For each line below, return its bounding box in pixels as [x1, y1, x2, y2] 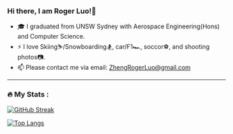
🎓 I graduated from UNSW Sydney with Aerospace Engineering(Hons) [17, 22, 220, 30]
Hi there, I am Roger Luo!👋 [7, 6, 97, 16]
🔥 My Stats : [7, 90, 49, 99]
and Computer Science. [17, 32, 85, 41]
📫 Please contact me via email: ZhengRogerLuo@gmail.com [17, 64, 191, 72]
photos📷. [17, 53, 46, 61]
